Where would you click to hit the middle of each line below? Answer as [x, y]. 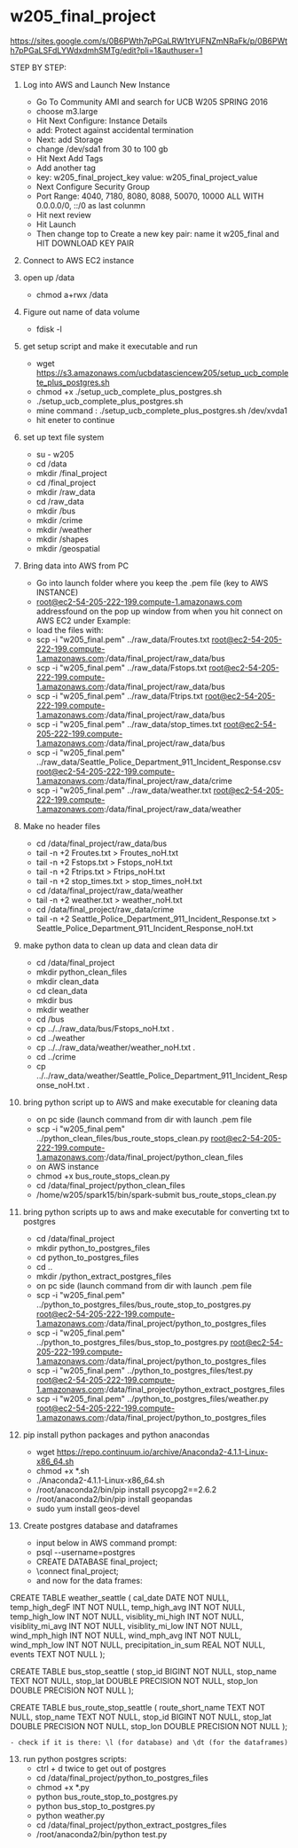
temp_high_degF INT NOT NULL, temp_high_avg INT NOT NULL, [128, 1607]
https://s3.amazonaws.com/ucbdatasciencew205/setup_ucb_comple [162, 372]
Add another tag [66, 168]
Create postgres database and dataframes [100, 1525]
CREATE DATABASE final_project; [97, 1562]
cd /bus [50, 1019]
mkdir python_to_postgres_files [93, 1248]
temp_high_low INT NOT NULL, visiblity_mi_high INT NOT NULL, [127, 1617]
